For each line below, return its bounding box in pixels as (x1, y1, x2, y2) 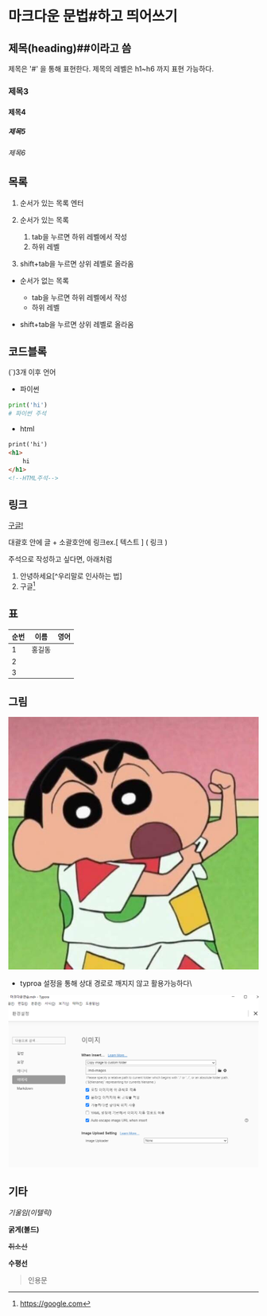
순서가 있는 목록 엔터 (19, 198, 84, 208)
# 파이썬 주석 (8, 410, 47, 418)
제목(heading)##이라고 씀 (8, 41, 132, 55)
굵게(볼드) (8, 1225, 40, 1234)
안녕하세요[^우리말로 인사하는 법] (19, 571, 122, 581)
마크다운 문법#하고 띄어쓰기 (8, 7, 178, 25)
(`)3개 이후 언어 (8, 368, 56, 377)
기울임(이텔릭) (8, 1207, 52, 1217)
